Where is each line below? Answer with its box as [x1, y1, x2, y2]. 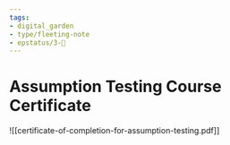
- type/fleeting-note [9, 30, 90, 38]
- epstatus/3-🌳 [9, 38, 66, 47]
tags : [9, 13, 30, 22]
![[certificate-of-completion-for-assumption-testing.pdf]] [9, 125, 220, 136]
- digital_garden [9, 21, 74, 30]
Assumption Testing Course [9, 77, 222, 97]
